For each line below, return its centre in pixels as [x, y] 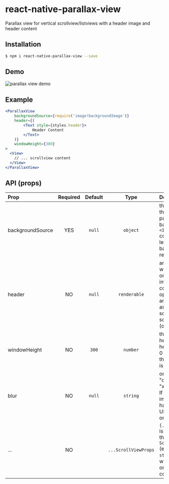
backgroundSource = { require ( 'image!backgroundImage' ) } [72, 116]
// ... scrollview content [43, 158]
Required [69, 197]
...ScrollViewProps [131, 450]
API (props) [23, 183]
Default [94, 197]
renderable [131, 295]
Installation [23, 45]
